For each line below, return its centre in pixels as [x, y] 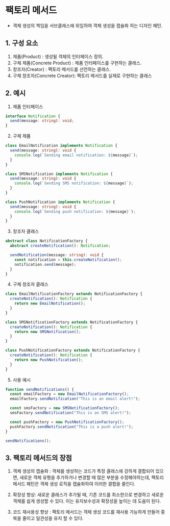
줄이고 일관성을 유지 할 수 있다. [53, 518]
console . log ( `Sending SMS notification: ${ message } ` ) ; [74, 183]
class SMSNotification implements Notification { [59, 174]
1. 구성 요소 [22, 43]
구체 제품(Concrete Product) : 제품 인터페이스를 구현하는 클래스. [77, 63]
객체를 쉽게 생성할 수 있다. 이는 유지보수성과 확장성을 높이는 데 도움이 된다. [87, 501]
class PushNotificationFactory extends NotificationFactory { [73, 350]
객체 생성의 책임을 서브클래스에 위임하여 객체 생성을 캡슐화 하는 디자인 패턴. [88, 26]
